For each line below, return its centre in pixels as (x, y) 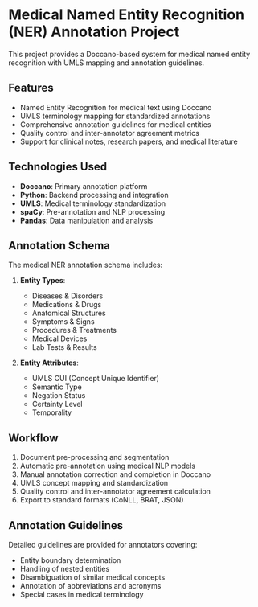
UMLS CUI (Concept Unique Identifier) (95, 379)
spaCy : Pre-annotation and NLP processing (92, 211)
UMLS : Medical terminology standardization (93, 203)
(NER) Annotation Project (94, 32)
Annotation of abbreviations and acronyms (90, 586)
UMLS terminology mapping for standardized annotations (115, 116)
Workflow (33, 438)
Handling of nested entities (65, 569)
